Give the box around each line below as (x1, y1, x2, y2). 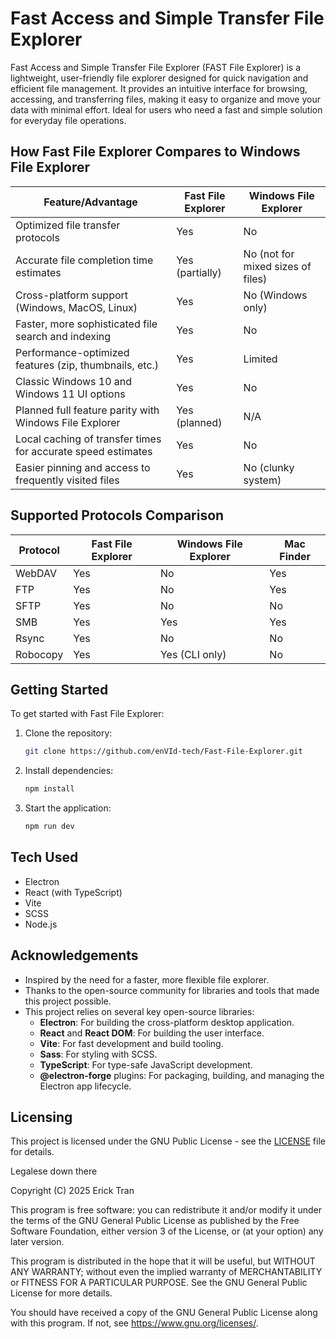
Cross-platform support (15, 288, 129, 302)
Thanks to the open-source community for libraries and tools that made (24, 984, 320, 996)
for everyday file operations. (10, 114, 127, 126)
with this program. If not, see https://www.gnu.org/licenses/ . (10, 1317, 259, 1329)
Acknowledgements (10, 947, 139, 964)
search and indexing (15, 329, 112, 343)
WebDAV (15, 566, 58, 580)
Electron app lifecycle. (39, 1080, 132, 1092)
